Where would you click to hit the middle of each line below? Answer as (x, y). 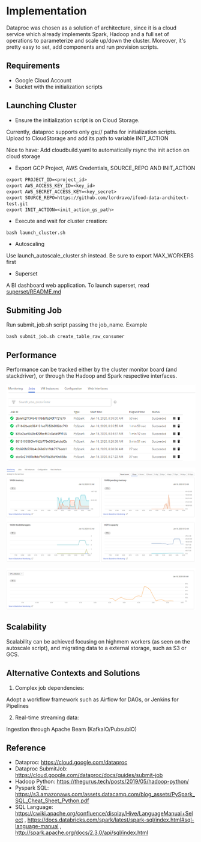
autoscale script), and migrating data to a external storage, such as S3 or (97, 648)
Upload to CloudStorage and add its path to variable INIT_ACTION (87, 138)
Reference (26, 748)
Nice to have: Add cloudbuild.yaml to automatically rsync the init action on (98, 150)
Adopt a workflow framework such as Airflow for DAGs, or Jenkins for (92, 699)
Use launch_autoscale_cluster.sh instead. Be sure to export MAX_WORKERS (100, 255)
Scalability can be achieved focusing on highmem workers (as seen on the (98, 641)
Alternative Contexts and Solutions (73, 673)
